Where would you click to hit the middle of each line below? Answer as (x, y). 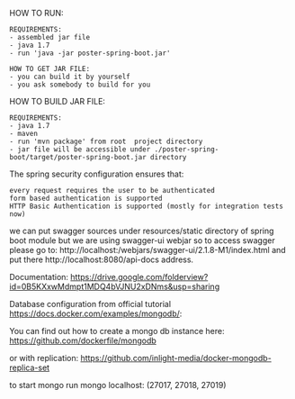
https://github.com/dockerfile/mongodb (83, 340)
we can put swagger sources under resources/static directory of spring (142, 231)
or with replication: (44, 358)
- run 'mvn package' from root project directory (106, 141)
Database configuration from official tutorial (90, 304)
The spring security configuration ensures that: (97, 174)
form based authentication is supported (86, 198)
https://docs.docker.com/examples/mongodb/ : (96, 313)
